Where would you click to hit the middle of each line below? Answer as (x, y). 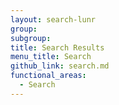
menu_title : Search (51, 57)
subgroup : (31, 38)
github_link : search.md (60, 66)
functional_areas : (48, 76)
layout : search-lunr (53, 19)
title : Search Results (57, 47)
